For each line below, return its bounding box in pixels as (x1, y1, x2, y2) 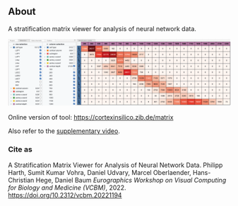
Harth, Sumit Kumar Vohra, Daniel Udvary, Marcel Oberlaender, (8, 168, 191, 176)
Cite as (8, 144, 32, 154)
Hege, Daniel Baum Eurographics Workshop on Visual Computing (35, 176, 227, 184)
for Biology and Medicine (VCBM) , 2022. (8, 183, 126, 192)
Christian (8, 176, 35, 184)
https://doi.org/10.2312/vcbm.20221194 (8, 190, 122, 199)
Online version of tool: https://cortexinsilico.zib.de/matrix (8, 113, 174, 122)
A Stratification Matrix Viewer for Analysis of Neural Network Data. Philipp (8, 161, 223, 169)
